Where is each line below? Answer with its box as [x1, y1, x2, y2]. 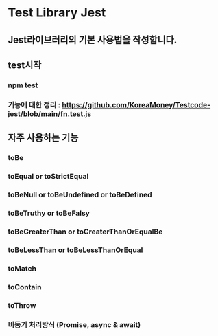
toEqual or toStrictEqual [8, 172, 89, 181]
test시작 [8, 59, 42, 71]
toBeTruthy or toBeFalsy [8, 208, 90, 218]
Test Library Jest [8, 5, 106, 21]
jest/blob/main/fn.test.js [8, 109, 92, 118]
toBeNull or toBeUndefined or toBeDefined [8, 190, 153, 199]
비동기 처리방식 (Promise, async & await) [8, 320, 141, 330]
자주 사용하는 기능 [8, 132, 79, 144]
